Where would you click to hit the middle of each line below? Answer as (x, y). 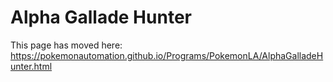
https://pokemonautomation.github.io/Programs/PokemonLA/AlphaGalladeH (167, 55)
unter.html (31, 66)
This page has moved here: (66, 45)
